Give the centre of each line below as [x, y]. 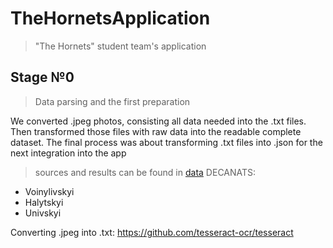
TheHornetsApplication [110, 18]
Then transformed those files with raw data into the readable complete [156, 131]
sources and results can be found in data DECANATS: [145, 172]
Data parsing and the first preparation [112, 101]
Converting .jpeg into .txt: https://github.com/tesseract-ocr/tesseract [152, 232]
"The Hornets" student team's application [120, 46]
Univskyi [43, 213]
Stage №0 [42, 77]
